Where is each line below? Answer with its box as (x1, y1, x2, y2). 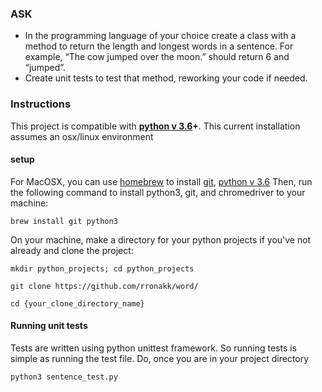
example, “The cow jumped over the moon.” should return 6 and (24, 51, 290, 63)
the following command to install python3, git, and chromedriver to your (10, 186, 306, 198)
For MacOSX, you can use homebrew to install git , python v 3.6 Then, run (10, 175, 313, 187)
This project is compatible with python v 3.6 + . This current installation (10, 120, 301, 132)
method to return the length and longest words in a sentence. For (24, 40, 294, 52)
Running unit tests (10, 320, 88, 332)
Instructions (10, 97, 72, 111)
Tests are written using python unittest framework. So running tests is (10, 342, 298, 354)
